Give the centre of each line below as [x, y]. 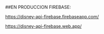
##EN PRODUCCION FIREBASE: [38, 7]
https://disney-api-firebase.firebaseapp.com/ [52, 17]
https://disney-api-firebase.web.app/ [43, 26]
